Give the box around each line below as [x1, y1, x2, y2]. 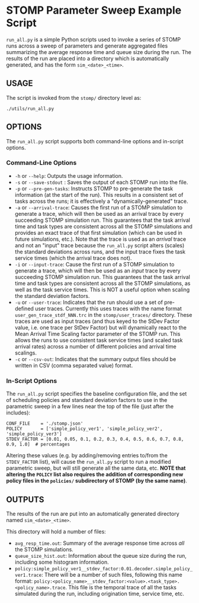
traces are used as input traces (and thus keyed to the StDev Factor [14, 318, 180, 325]
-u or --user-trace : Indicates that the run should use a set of [14, 299, 163, 306]
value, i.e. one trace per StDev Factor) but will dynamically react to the [14, 324, 187, 331]
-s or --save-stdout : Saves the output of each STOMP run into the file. [14, 178, 188, 186]
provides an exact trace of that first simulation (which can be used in [14, 229, 182, 236]
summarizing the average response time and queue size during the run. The [6, 48, 191, 55]
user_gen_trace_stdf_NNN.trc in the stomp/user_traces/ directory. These [14, 311, 192, 318]
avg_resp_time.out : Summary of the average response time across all [14, 539, 185, 547]
